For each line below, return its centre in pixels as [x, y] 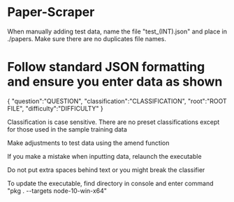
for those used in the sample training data [67, 129]
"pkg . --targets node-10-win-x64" [57, 191]
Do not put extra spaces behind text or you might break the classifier [106, 170]
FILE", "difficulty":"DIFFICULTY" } [55, 108]
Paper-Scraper [51, 12]
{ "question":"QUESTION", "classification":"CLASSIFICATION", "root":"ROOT [117, 101]
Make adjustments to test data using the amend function [88, 143]
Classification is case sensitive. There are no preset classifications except [114, 122]
